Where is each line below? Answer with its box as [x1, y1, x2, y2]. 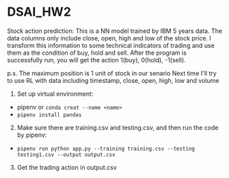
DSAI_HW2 [7, 4, 72, 20]
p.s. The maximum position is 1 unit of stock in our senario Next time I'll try [7, 69, 217, 77]
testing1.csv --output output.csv [16, 151, 116, 158]
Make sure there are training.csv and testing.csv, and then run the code [16, 123, 219, 131]
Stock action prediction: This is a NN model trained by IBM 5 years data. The [7, 27, 223, 35]
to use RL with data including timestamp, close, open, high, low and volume [7, 76, 219, 84]
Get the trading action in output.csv [16, 163, 118, 171]
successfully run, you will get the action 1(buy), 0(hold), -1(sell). [7, 55, 186, 64]
